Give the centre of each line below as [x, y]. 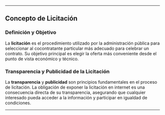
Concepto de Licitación [41, 18]
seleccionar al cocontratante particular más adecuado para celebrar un [77, 48]
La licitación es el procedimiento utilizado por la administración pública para [82, 43]
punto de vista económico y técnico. [42, 59]
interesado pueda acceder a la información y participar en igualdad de [76, 97]
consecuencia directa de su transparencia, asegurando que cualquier [75, 92]
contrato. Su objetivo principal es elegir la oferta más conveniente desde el [81, 53]
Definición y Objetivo [31, 32]
